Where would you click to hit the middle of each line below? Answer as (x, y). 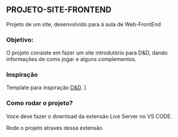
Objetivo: (20, 39)
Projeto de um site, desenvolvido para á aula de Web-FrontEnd (84, 24)
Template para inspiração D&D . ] (46, 88)
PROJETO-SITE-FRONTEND (59, 10)
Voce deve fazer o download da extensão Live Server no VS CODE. (89, 116)
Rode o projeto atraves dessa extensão (55, 127)
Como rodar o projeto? (40, 103)
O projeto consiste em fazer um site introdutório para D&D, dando (87, 53)
